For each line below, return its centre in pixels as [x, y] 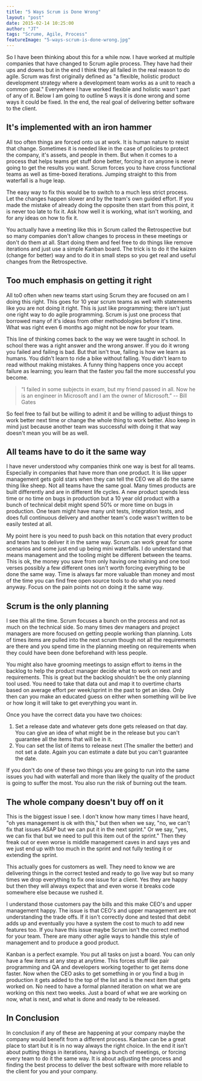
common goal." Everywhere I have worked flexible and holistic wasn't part [98, 89]
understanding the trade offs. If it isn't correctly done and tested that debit [99, 917]
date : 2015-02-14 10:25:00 [40, 23]
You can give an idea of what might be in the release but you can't [97, 733]
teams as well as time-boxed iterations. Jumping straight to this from [91, 174]
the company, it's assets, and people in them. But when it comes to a [92, 155]
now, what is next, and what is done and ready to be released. [83, 999]
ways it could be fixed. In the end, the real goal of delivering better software [100, 102]
